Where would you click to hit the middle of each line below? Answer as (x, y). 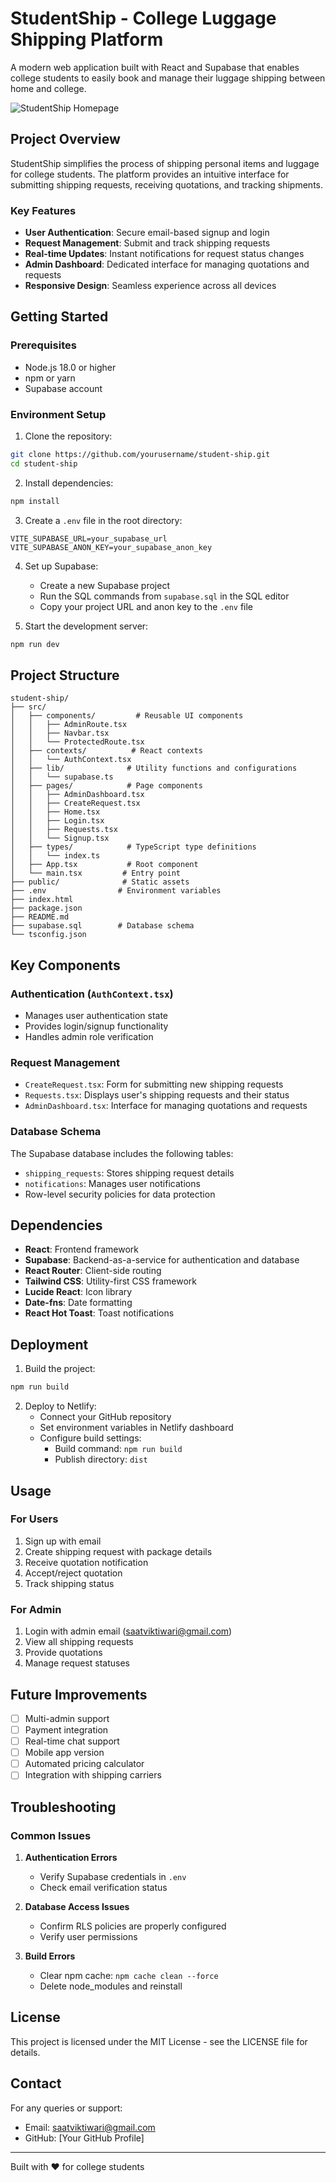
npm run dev (35, 644)
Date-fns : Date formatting (78, 1303)
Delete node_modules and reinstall (111, 1986)
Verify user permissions (88, 1936)
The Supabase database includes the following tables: (122, 1153)
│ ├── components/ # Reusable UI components (127, 716)
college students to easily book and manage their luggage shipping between (168, 78)
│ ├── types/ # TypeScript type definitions (133, 847)
